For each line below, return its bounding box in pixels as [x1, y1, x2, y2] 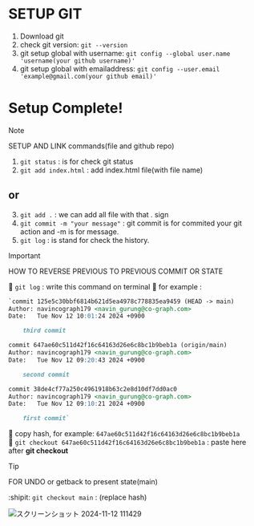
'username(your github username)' [19, 57, 135, 65]
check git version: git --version [19, 39, 128, 49]
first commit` [22, 415, 70, 423]
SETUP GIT [8, 5, 83, 23]
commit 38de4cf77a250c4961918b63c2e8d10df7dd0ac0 [8, 385, 178, 393]
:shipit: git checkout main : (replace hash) [8, 492, 147, 502]
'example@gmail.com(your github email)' [19, 72, 157, 80]
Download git [19, 31, 64, 41]
